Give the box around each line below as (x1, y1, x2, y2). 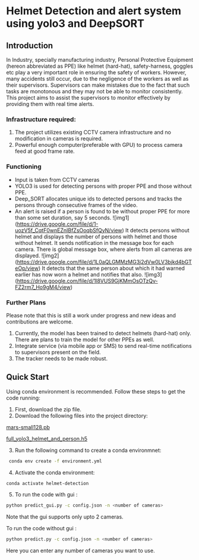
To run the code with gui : (14, 491, 78, 498)
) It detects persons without (122, 226, 190, 234)
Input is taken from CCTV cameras (14, 176, 100, 183)
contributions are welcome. (6, 318, 73, 325)
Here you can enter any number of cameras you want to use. (6, 547, 156, 554)
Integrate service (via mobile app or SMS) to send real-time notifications (14, 342, 192, 349)
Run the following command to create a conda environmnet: (14, 446, 162, 454)
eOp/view (14, 265, 39, 272)
